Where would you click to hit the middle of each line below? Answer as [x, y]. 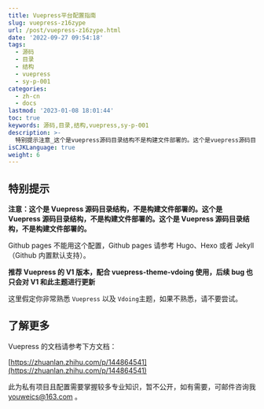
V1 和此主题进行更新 [63, 282]
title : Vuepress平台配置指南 [52, 15]
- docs [26, 103]
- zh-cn [28, 96]
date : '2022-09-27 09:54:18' [56, 37]
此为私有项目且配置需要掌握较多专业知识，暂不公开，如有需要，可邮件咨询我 [132, 386]
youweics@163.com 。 [45, 396]
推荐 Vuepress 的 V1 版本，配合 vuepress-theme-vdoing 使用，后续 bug [126, 272]
